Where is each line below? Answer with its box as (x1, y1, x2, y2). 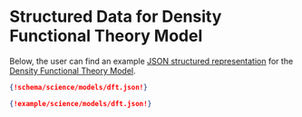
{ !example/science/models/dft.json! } (9, 99, 152, 108)
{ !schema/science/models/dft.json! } (9, 83, 148, 92)
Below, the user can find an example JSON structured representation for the (9, 55, 294, 66)
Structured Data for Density (9, 6, 222, 27)
